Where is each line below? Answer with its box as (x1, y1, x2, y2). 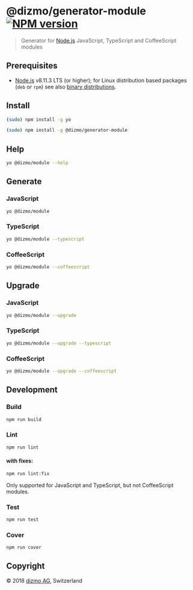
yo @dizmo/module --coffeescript (6, 264, 90, 270)
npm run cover (6, 544, 42, 551)
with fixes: (6, 457, 34, 464)
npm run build (6, 416, 42, 422)
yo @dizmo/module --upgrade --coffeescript (6, 368, 117, 374)
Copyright (6, 561, 45, 571)
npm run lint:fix (6, 470, 50, 476)
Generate (6, 176, 42, 187)
